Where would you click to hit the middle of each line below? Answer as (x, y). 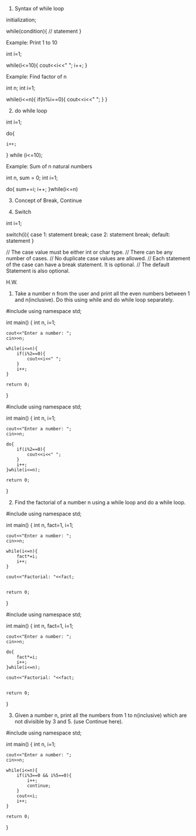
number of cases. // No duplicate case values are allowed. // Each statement (98, 258)
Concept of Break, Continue (48, 200)
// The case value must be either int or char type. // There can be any (90, 252)
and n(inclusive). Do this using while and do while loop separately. (94, 300)
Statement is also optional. (38, 271)
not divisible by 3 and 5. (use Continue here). (69, 721)
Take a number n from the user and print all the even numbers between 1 (102, 293)
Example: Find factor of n (37, 77)
